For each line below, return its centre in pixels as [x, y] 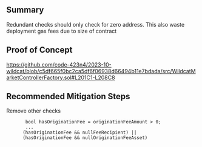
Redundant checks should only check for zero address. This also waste [96, 24]
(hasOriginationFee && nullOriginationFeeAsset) [85, 138]
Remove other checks [34, 111]
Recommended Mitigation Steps [68, 96]
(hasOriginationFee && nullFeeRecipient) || [79, 132]
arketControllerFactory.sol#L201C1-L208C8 [61, 77]
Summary [25, 10]
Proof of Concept [39, 50]
